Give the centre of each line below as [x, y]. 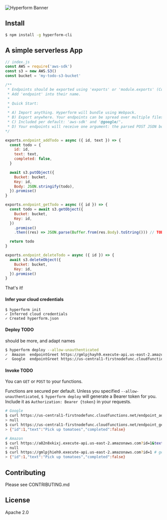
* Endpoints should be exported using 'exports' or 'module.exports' [81, 89]
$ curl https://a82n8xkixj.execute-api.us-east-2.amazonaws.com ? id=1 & [80, 443]
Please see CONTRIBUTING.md [38, 485]
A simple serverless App [44, 51]
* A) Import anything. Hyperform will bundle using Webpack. [72, 113]
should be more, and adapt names [40, 341]
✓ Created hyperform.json [32, 319]
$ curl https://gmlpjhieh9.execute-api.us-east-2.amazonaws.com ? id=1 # [81, 452]
